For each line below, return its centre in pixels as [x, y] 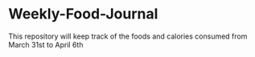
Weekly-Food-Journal [83, 14]
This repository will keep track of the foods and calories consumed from [128, 36]
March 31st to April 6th [46, 44]
